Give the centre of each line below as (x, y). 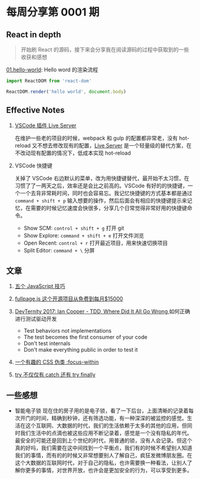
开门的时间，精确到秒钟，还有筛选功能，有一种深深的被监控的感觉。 (104, 418)
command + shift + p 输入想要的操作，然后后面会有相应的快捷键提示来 (101, 201)
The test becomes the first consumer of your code (85, 337)
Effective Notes (35, 110)
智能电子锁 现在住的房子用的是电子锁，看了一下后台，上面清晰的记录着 (101, 411)
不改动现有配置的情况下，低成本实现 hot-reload (73, 153)
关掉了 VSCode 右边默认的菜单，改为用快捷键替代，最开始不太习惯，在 (102, 178)
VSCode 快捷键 (33, 165)
